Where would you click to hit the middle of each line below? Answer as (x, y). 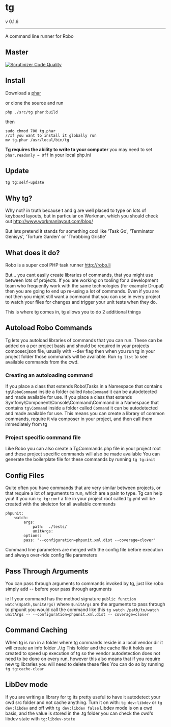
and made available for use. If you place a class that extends (69, 397)
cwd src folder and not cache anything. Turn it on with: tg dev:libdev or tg (84, 702)
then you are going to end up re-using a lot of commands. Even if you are (82, 291)
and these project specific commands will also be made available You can (83, 454)
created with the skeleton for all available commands (61, 504)
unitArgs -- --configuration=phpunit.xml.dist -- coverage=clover (77, 615)
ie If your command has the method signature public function (71, 599)
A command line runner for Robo (39, 36)
